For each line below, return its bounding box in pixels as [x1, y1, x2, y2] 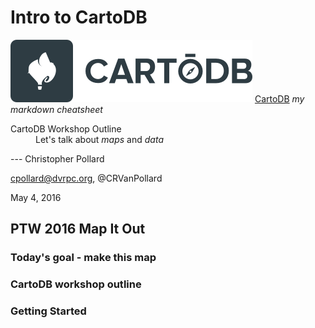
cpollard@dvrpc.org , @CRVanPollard [10, 172, 163, 184]
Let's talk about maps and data [35, 133, 164, 145]
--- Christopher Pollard [10, 152, 105, 165]
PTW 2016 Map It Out [10, 221, 146, 238]
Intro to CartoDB [10, 6, 148, 29]
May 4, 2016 [10, 191, 62, 203]
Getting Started [10, 304, 87, 318]
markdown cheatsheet [10, 103, 103, 115]
